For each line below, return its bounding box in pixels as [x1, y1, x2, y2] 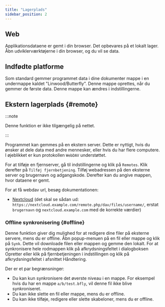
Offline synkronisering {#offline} [5, 219, 85, 226]
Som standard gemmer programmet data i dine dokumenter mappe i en [5, 76, 149, 82]
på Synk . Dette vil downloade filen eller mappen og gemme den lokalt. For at [5, 241, 159, 247]
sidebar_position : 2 [5, 12, 48, 17]
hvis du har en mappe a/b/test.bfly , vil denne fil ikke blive [12, 280, 132, 286]
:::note [5, 113, 18, 119]
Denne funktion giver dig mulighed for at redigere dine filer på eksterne [5, 230, 149, 236]
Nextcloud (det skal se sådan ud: [12, 196, 79, 202]
